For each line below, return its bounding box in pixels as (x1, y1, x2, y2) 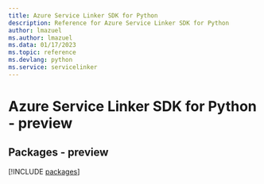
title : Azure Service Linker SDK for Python (8, 11, 158, 20)
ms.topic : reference (8, 48, 77, 56)
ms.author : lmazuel (8, 33, 73, 42)
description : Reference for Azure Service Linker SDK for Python (8, 19, 229, 27)
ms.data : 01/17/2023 (8, 41, 77, 49)
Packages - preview (8, 146, 109, 159)
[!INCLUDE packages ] (8, 167, 80, 176)
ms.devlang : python (8, 56, 73, 64)
